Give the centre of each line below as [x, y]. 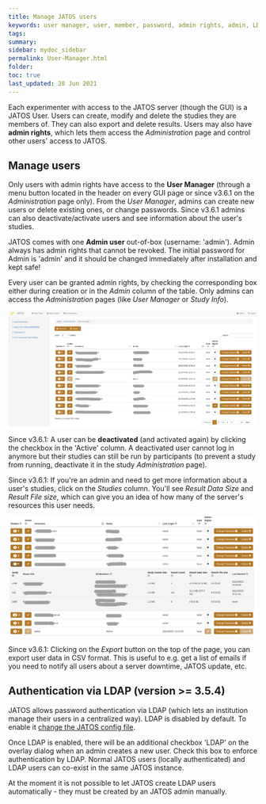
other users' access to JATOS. [58, 141]
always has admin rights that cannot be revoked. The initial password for [127, 250]
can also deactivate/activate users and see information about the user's [125, 219]
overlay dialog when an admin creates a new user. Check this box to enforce [133, 751]
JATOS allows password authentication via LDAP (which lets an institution [128, 710]
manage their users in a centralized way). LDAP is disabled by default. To [127, 718]
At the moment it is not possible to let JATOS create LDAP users [112, 783]
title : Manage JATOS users [53, 17]
